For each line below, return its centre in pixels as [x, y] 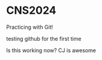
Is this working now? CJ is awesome [51, 50]
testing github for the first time [44, 38]
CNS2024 [31, 10]
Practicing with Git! [30, 27]
